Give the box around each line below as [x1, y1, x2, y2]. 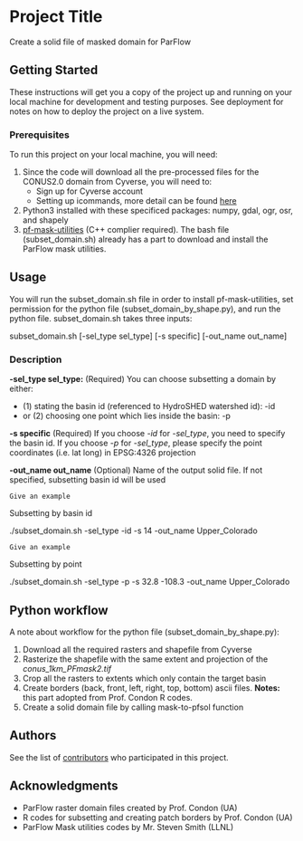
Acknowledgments [9, 779, 119, 794]
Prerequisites [9, 129, 70, 141]
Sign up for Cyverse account [35, 186, 143, 196]
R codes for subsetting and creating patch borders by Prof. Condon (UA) [22, 812, 293, 823]
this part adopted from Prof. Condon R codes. [22, 692, 193, 702]
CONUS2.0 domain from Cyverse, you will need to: [22, 177, 213, 187]
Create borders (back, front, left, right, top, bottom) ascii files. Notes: [22, 682, 280, 693]
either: [9, 383, 33, 395]
